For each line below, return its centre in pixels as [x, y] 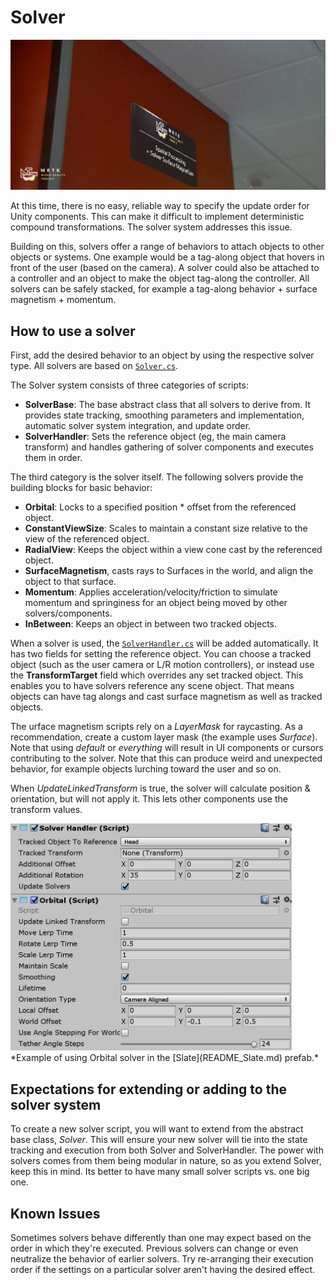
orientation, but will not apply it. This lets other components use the [149, 798]
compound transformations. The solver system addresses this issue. [151, 227]
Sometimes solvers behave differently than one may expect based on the [161, 1238]
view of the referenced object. [87, 538]
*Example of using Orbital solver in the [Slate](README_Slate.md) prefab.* [165, 1058]
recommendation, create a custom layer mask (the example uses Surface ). [164, 737]
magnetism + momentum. [63, 300]
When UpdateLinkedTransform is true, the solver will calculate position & [160, 788]
